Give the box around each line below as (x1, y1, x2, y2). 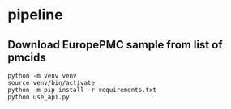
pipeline (7, 6, 63, 24)
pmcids (7, 50, 46, 64)
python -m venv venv (7, 72, 78, 80)
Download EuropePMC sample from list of (7, 38, 224, 52)
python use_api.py (7, 93, 70, 101)
